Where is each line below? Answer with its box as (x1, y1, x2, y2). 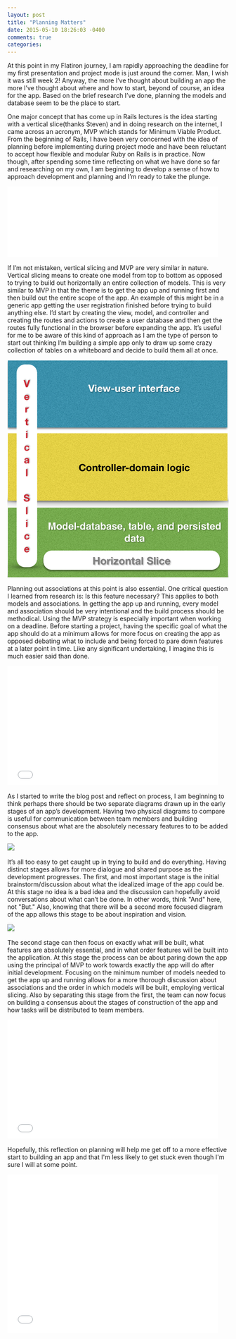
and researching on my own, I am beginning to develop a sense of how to (7, 165, 220, 173)
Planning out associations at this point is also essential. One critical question (7, 585, 228, 593)
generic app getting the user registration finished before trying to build (7, 301, 212, 310)
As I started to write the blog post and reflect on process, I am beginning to (7, 792, 225, 800)
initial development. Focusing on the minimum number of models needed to (7, 968, 226, 977)
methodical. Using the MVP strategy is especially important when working (7, 614, 221, 623)
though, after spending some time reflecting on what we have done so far (7, 157, 220, 166)
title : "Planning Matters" (7, 18, 86, 26)
